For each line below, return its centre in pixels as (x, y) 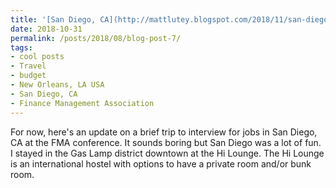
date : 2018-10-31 (46, 29)
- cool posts (37, 57)
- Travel (28, 66)
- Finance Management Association (82, 103)
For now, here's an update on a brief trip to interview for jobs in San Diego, (164, 132)
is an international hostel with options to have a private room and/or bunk (161, 163)
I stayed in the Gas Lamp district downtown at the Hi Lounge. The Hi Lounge (167, 153)
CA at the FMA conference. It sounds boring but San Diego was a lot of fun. (166, 142)
